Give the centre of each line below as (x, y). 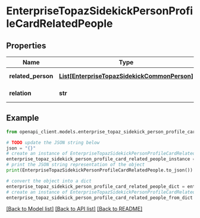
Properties (26, 46)
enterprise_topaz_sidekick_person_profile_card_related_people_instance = (101, 159)
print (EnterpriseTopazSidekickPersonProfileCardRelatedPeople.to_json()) (100, 170)
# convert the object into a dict (49, 181)
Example (23, 118)
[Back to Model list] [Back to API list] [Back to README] (74, 209)
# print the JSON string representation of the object (76, 165)
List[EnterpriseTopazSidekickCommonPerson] (126, 76)
